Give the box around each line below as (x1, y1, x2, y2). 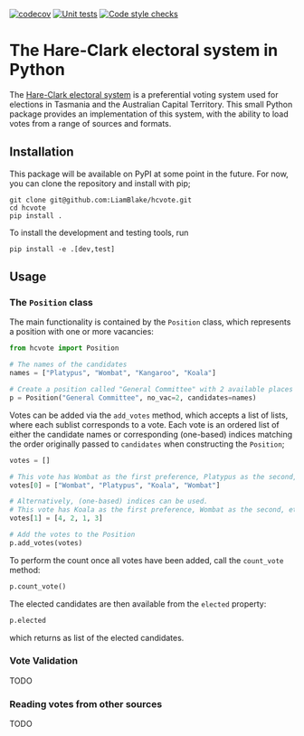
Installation (9, 145, 74, 160)
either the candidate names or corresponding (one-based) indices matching (9, 429, 293, 439)
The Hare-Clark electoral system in (9, 41, 279, 61)
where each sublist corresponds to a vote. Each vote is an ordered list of (9, 419, 280, 429)
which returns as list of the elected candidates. (9, 632, 185, 643)
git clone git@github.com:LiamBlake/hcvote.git (9, 195, 193, 204)
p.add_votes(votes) (9, 538, 83, 547)
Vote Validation (9, 655, 79, 667)
